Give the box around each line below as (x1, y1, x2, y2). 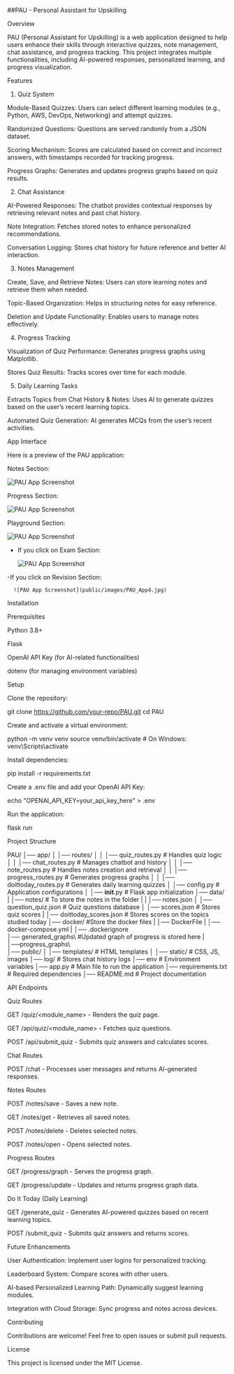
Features (7, 76, 33, 85)
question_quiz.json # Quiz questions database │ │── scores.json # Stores (7, 903, 221, 911)
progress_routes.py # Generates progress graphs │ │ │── (7, 873, 175, 881)
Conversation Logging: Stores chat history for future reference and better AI (7, 243, 226, 252)
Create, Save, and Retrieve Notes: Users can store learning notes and (7, 278, 207, 286)
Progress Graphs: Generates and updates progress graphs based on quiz (7, 167, 219, 174)
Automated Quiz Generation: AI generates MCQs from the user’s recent (7, 416, 212, 425)
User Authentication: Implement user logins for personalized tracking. (7, 1256, 207, 1264)
